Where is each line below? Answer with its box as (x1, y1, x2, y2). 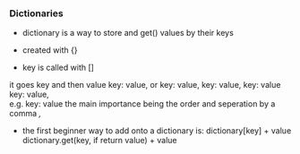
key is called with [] (21, 62, 94, 73)
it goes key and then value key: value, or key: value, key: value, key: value (9, 80, 281, 90)
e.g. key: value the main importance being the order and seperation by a (9, 98, 276, 109)
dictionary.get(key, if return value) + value (21, 135, 177, 146)
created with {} (21, 45, 78, 56)
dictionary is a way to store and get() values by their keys (21, 28, 235, 38)
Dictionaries (9, 7, 64, 20)
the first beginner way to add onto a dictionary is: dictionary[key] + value (21, 125, 292, 136)
